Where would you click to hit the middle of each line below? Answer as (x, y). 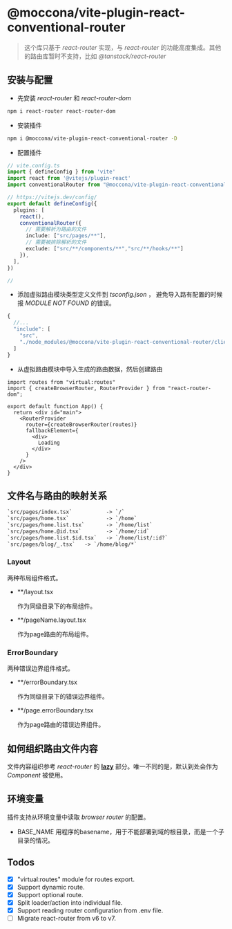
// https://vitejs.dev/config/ (52, 197)
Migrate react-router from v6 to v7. (66, 918)
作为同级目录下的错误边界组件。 (62, 697)
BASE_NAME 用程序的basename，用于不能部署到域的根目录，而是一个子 (120, 831)
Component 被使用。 (37, 775)
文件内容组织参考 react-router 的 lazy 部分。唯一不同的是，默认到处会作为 (113, 766)
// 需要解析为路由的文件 (56, 230)
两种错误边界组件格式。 (40, 668)
